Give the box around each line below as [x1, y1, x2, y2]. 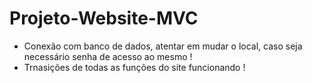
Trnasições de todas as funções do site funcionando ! [23, 61, 246, 73]
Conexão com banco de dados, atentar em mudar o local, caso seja [23, 40, 303, 52]
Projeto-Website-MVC [9, 7, 199, 30]
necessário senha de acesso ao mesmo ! [23, 50, 193, 62]
